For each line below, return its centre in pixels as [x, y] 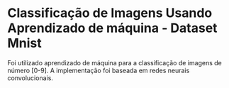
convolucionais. [30, 78]
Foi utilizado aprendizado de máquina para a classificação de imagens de [114, 62]
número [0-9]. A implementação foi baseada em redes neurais [99, 70]
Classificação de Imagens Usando [110, 13]
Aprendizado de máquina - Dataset [112, 28]
